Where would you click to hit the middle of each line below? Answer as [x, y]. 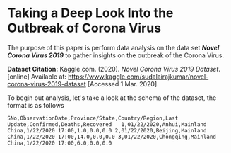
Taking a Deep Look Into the [90, 13]
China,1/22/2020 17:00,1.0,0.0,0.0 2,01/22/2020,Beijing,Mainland [107, 130]
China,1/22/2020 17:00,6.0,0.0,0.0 [60, 143]
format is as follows [36, 105]
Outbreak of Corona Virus [84, 28]
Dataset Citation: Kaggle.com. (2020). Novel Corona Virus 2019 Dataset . [114, 69]
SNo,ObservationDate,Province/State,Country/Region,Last [93, 118]
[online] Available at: [37, 76]
